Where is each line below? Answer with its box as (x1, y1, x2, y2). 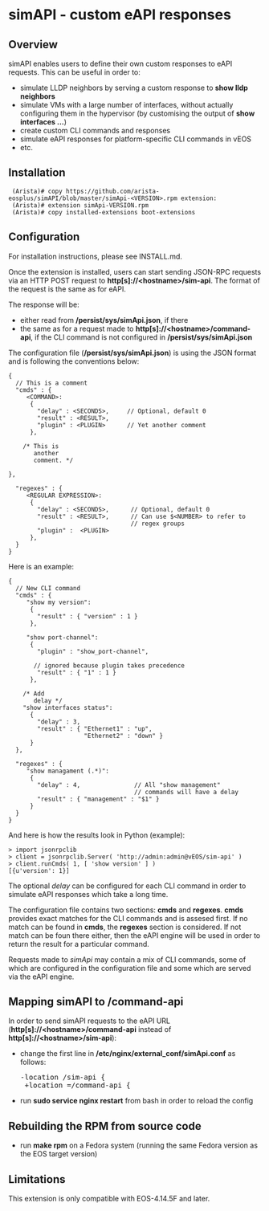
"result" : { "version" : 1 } (37, 612, 138, 620)
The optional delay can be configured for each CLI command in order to (8, 881, 247, 891)
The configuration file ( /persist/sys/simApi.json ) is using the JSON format (8, 348, 257, 357)
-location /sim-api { (19, 1073, 106, 1082)
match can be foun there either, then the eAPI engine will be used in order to (8, 930, 261, 940)
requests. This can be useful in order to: (8, 67, 141, 77)
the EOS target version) (19, 1149, 98, 1159)
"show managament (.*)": (26, 767, 110, 775)
